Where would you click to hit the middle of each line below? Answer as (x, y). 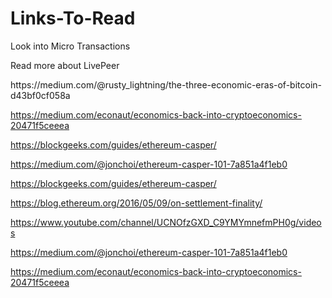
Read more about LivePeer (65, 65)
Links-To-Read (73, 18)
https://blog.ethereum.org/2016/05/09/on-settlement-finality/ (136, 203)
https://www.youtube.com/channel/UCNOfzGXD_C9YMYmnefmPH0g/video (166, 222)
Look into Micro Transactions (70, 46)
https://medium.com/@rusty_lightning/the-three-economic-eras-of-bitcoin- (166, 84)
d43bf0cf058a (40, 95)
